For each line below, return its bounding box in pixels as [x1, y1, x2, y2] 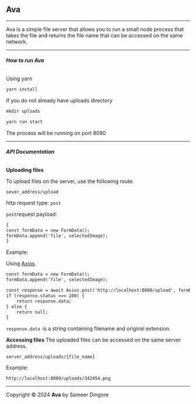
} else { [6, 303, 27, 309]
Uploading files [6, 166, 44, 173]
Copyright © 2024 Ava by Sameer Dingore [6, 391, 109, 398]
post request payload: [6, 210, 57, 217]
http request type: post [6, 199, 61, 206]
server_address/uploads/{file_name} [6, 354, 95, 360]
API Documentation [6, 149, 55, 156]
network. [6, 38, 28, 45]
